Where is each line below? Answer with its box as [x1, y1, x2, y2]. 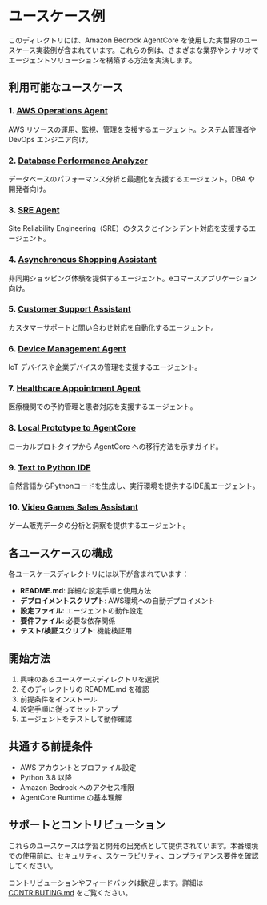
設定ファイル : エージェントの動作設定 [19, 606, 144, 616]
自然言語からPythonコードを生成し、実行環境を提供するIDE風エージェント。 [8, 481, 260, 490]
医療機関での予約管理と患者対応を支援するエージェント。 [8, 402, 197, 411]
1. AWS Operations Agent [8, 105, 108, 117]
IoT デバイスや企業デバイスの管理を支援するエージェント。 [8, 363, 202, 372]
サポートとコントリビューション [8, 818, 166, 832]
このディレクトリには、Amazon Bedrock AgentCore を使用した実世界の [8, 35, 244, 45]
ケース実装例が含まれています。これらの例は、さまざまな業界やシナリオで [14, 45, 260, 54]
